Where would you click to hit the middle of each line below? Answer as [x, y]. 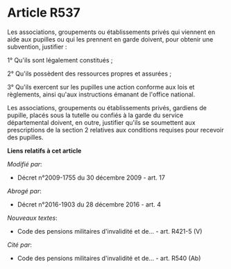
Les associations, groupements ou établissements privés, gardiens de [107, 107]
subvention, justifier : [37, 46]
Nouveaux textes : [32, 218]
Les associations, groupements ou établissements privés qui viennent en [111, 32]
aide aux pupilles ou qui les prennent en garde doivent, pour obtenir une [110, 39]
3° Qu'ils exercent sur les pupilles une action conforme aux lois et [101, 87]
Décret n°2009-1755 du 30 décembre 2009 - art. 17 [91, 177]
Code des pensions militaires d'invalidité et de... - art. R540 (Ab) [109, 258]
